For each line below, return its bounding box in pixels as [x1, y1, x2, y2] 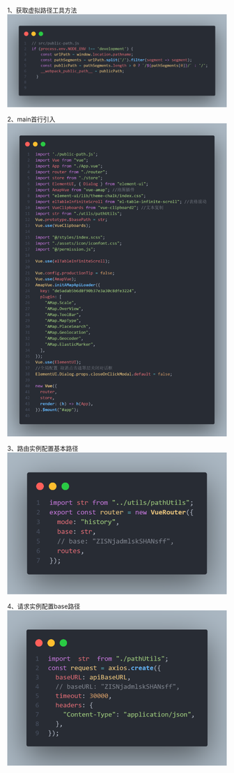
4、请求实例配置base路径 [7, 602, 81, 610]
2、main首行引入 [7, 115, 56, 123]
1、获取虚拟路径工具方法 [7, 6, 77, 14]
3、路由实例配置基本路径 [7, 444, 79, 453]
